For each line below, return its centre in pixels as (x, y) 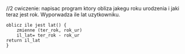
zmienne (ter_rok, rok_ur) (49, 30)
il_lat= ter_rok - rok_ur (48, 35)
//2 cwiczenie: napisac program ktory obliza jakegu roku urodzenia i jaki (93, 8)
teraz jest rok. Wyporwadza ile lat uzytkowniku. (63, 15)
